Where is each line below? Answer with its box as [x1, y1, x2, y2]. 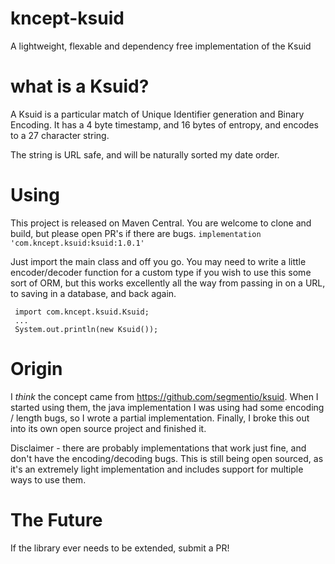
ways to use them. [10, 473, 87, 486]
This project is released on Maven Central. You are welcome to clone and [10, 217, 312, 229]
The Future [10, 508, 103, 531]
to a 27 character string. [10, 129, 110, 141]
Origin [10, 358, 63, 380]
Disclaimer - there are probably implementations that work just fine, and [10, 442, 307, 454]
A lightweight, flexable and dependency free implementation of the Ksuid [10, 40, 312, 52]
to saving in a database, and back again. [10, 287, 177, 299]
